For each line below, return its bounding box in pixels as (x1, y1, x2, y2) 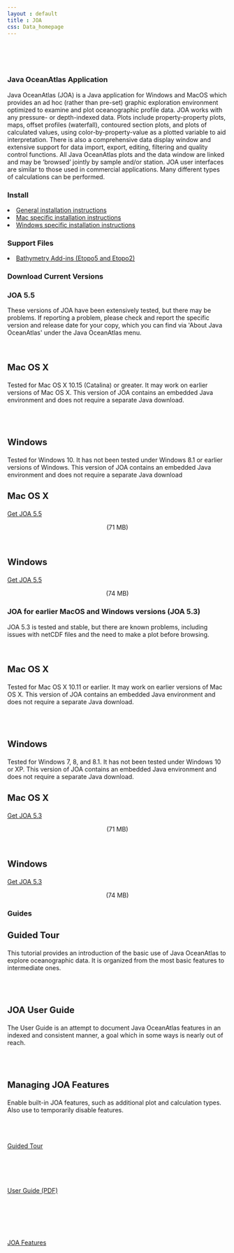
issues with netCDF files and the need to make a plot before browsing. (7, 630, 210, 638)
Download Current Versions (7, 272, 103, 281)
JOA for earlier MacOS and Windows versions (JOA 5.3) (7, 607, 200, 617)
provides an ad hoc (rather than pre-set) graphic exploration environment (7, 98, 219, 106)
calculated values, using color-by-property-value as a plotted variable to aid (7, 127, 226, 136)
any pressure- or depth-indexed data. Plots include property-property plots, (7, 113, 226, 121)
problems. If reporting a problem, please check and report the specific (7, 314, 210, 322)
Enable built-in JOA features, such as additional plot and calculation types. (7, 1098, 222, 1107)
